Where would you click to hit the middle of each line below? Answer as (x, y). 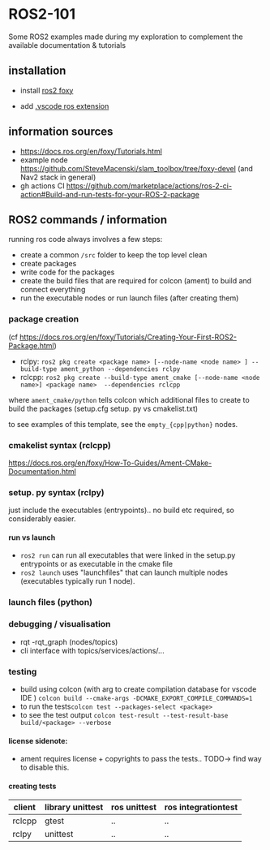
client (25, 807)
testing (23, 671)
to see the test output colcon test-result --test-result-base (124, 714)
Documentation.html (43, 471)
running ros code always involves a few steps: (86, 239)
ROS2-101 (42, 14)
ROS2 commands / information (88, 220)
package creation (44, 319)
